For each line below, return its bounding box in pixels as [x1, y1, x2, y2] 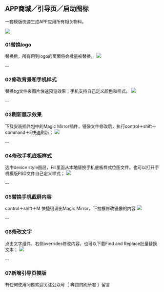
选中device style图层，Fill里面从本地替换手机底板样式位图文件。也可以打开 [5, 165, 155, 170]
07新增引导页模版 [5, 269, 46, 276]
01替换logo [5, 41, 32, 48]
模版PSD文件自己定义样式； [9, 170, 65, 176]
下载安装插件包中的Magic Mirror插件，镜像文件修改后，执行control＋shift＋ [5, 123, 157, 129]
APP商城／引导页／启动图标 [5, 4, 89, 13]
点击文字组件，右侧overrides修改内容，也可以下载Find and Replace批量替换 [5, 241, 158, 246]
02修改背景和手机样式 [5, 76, 57, 83]
